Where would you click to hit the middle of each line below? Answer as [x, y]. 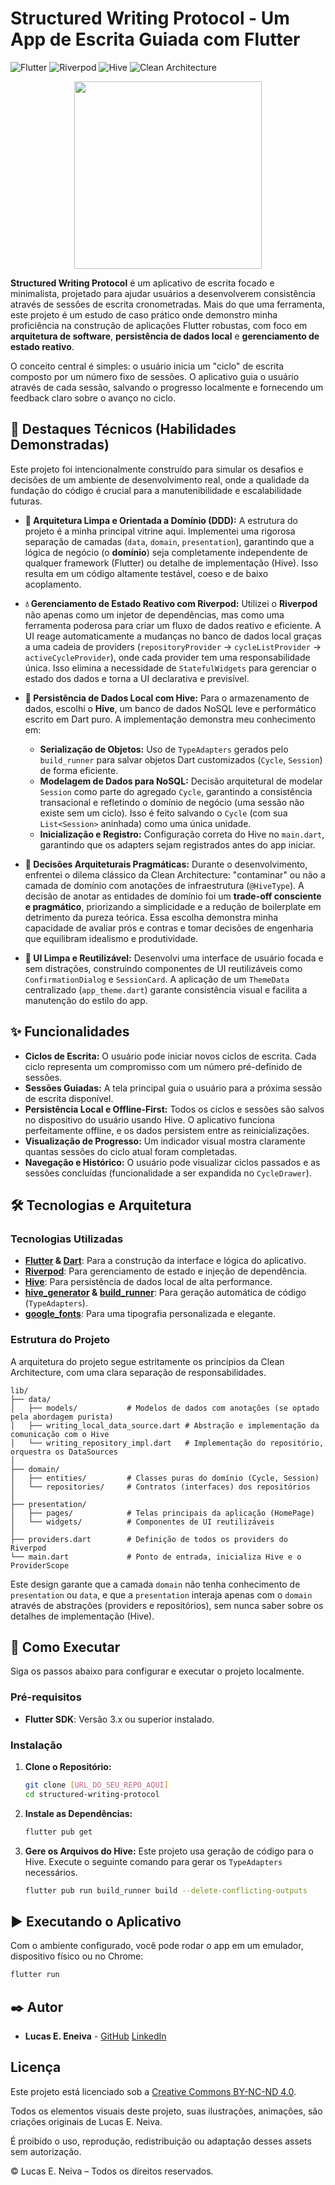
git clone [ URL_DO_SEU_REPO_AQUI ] [96, 1785]
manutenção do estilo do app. [86, 1000]
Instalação [36, 1745]
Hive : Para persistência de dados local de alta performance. [148, 1282]
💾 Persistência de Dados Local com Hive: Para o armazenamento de [167, 698]
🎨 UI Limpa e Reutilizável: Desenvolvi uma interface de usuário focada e [174, 958]
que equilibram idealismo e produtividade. [111, 938]
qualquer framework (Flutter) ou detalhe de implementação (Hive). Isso [171, 563]
